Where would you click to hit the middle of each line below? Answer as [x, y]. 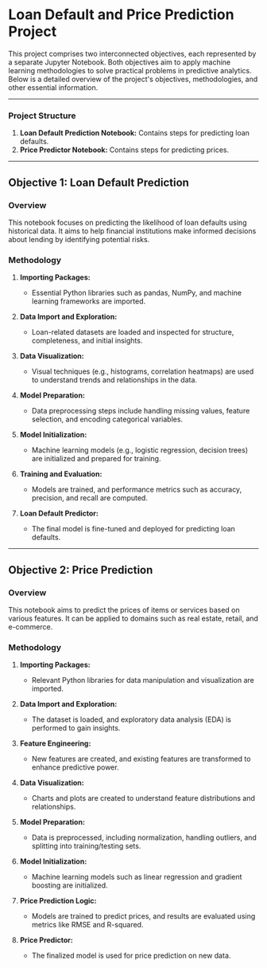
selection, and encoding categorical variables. [107, 419]
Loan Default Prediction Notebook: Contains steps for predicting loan [135, 133]
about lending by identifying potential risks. [79, 239]
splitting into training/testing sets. [86, 846]
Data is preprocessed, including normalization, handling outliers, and [144, 837]
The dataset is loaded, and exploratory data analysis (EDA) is [132, 719]
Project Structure [42, 116]
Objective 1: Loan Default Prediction [99, 182]
